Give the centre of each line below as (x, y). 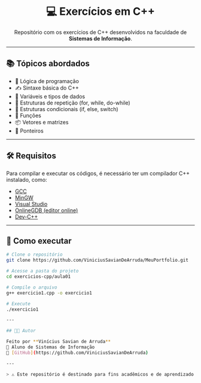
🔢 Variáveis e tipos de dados (50, 96)
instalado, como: (27, 179)
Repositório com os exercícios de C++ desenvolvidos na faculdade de (100, 32)
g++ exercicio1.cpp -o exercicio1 (49, 293)
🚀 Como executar (39, 240)
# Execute (19, 304)
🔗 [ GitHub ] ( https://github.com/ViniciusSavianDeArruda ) (77, 353)
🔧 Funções (28, 115)
